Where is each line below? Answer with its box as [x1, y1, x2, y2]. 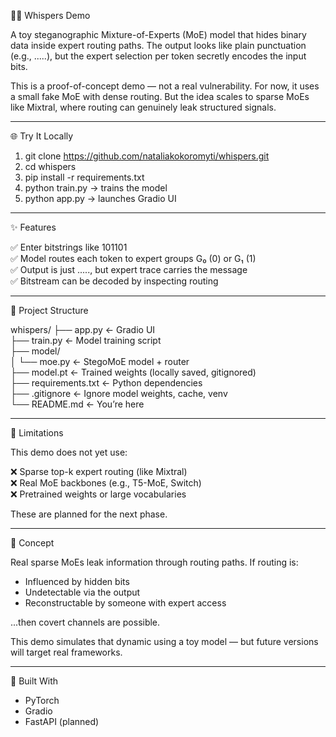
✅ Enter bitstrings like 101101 [10, 241, 128, 253]
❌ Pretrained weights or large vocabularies [10, 488, 187, 500]
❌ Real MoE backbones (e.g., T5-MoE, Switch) [10, 477, 202, 489]
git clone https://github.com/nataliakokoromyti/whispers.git [24, 150, 270, 162]
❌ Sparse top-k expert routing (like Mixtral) [10, 466, 188, 477]
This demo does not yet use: [10, 446, 128, 458]
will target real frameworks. [10, 646, 123, 658]
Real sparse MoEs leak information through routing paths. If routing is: [10, 556, 299, 568]
